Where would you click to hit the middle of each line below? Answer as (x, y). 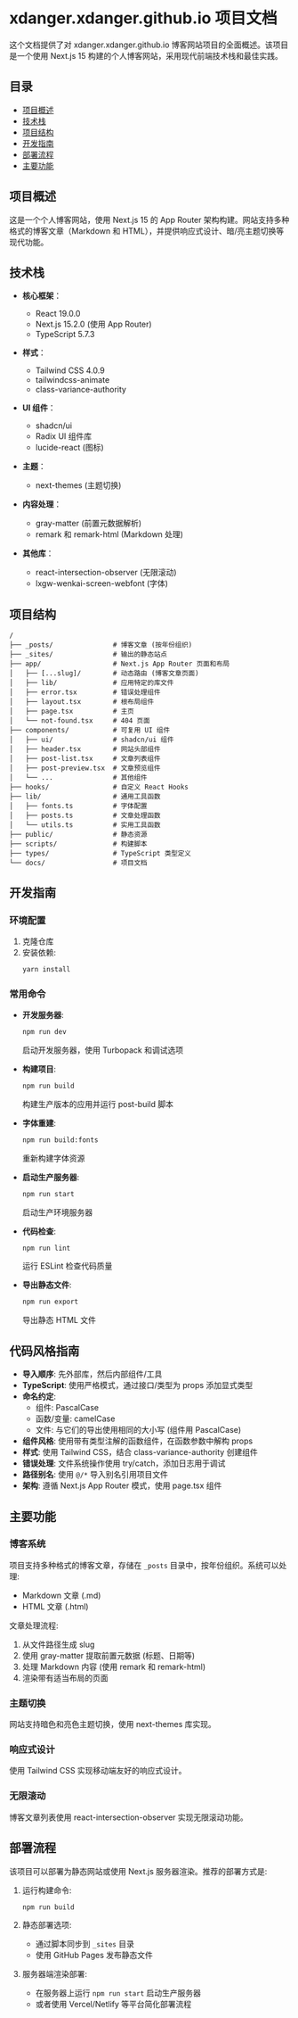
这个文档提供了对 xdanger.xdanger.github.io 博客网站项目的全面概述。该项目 (149, 45)
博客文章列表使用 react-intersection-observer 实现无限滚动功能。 (129, 1817)
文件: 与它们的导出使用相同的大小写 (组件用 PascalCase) (138, 1430)
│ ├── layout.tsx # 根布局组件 (81, 702)
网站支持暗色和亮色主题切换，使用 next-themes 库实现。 (113, 1724)
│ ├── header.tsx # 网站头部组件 (85, 749)
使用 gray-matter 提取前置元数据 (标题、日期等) (109, 1655)
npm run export (50, 1302)
